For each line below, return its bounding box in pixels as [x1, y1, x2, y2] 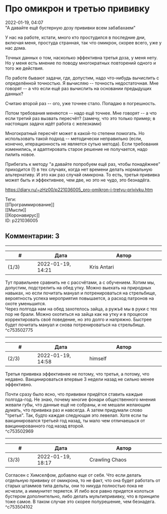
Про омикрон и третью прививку [5, 3, 150, 14]
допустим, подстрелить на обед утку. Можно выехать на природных [5, 284, 152, 290]
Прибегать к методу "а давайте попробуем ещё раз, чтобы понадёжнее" [5, 161, 161, 167]
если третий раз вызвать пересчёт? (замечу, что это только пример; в [5, 115, 156, 121]
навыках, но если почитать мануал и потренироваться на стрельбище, [5, 290, 157, 296]
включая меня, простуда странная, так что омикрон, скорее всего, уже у [5, 39, 162, 45]
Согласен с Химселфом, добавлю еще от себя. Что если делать [5, 472, 142, 478]
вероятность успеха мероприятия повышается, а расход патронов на [5, 295, 154, 301]
